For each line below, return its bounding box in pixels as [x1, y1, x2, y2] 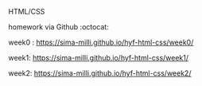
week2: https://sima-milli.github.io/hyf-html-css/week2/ [8, 68, 192, 78]
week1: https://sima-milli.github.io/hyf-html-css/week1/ [8, 53, 189, 62]
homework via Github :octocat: [8, 22, 109, 31]
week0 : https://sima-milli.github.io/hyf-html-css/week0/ [8, 37, 194, 47]
